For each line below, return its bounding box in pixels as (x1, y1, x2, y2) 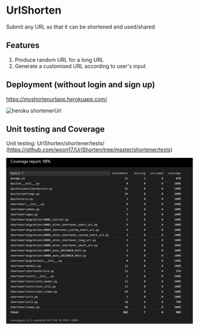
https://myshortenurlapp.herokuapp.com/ (6, 96, 108, 103)
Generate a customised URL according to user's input (14, 62, 146, 69)
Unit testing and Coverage (6, 124, 105, 134)
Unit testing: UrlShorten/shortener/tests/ (6, 140, 105, 147)
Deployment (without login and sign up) (6, 80, 155, 90)
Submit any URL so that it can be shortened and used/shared (6, 23, 155, 30)
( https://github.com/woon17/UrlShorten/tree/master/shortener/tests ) (6, 146, 173, 153)
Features (6, 40, 40, 50)
